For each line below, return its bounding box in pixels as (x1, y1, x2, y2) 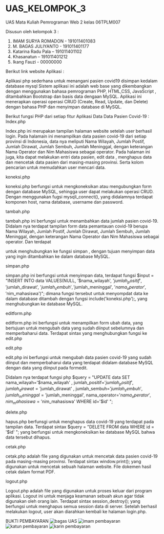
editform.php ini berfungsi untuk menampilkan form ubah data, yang (5, 320, 143, 325)
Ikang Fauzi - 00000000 (12, 59, 62, 65)
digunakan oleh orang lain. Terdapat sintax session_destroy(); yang (5, 498, 141, 504)
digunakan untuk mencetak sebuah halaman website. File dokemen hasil (5, 464, 151, 469)
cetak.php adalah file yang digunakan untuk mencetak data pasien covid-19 (5, 453, 158, 459)
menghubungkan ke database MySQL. (5, 301, 82, 306)
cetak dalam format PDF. (5, 468, 56, 475)
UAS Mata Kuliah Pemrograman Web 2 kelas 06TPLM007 (5, 19, 121, 25)
